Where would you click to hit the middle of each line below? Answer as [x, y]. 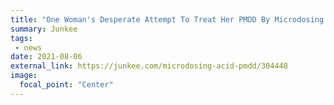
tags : [21, 38]
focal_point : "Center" [66, 85]
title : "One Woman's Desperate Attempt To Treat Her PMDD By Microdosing [167, 19]
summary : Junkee [44, 29]
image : [24, 76]
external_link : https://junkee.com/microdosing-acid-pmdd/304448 [149, 66]
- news [28, 47]
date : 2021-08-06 [46, 57]
